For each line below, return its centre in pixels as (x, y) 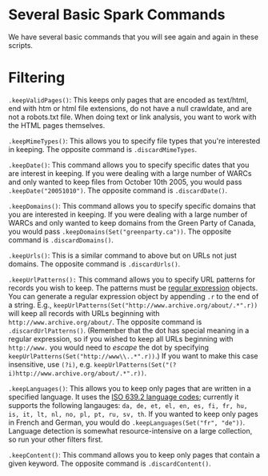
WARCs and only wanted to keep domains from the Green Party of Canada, (132, 222)
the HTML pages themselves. (57, 125)
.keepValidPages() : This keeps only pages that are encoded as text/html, (128, 100)
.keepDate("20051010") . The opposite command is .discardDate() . (118, 190)
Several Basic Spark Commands (117, 15)
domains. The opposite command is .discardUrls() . (94, 264)
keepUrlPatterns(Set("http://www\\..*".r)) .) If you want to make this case (133, 356)
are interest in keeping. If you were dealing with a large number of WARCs (130, 173)
